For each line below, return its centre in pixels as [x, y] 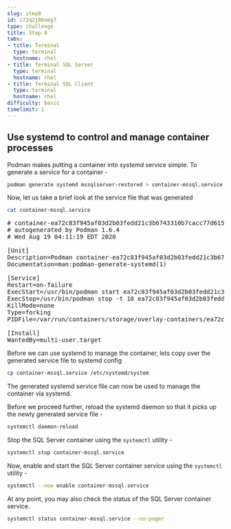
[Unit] [18, 251]
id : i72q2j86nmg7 [32, 20]
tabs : [15, 39]
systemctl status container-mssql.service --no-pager [86, 519]
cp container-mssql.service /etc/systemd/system [78, 373]
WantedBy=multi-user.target [54, 340]
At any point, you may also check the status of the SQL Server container [109, 499]
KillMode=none [31, 306]
